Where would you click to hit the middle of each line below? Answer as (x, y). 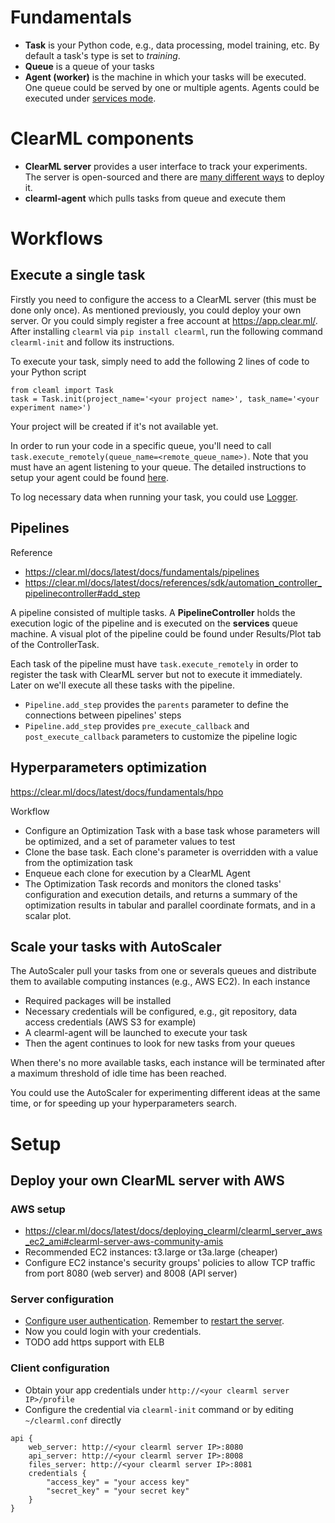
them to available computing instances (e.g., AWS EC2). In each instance (160, 982)
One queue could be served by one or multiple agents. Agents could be (172, 87)
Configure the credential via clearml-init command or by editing (159, 1409)
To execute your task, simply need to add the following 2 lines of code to (160, 361)
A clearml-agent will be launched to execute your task (136, 1033)
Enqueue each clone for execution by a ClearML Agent (137, 873)
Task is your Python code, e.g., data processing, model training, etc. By (172, 45)
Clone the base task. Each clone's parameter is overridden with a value (171, 852)
